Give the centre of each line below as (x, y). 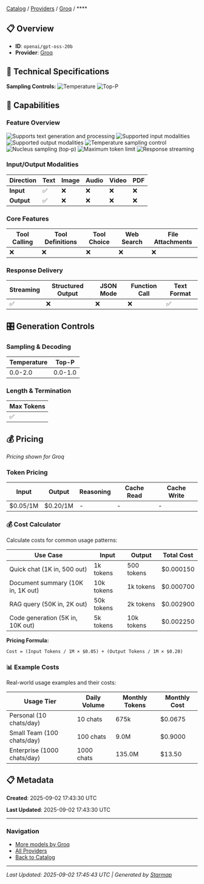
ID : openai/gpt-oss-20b (44, 46)
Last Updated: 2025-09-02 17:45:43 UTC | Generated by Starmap (89, 875)
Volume (93, 705)
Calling (22, 242)
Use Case (49, 555)
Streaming (25, 290)
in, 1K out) (24, 590)
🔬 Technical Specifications (58, 72)
